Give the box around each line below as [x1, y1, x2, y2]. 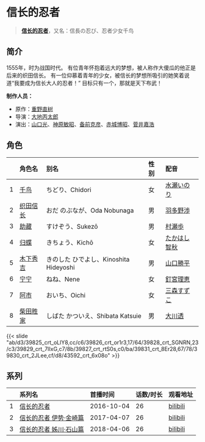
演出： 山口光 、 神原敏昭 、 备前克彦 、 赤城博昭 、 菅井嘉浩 [15, 120, 154, 128]
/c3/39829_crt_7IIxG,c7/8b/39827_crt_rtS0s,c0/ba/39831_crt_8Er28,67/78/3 [6, 345, 198, 352]
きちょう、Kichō [46, 238, 93, 246]
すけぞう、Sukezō [46, 222, 98, 230]
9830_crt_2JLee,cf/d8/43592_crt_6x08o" [6, 352, 110, 359]
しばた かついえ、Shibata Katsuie [46, 311, 142, 320]
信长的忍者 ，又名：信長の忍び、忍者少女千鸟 [21, 27, 134, 34]
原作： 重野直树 [15, 105, 53, 112]
